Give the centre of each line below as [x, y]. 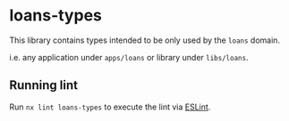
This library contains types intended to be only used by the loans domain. [144, 40]
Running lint [44, 85]
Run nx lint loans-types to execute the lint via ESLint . [110, 107]
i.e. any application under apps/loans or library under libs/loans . [129, 57]
